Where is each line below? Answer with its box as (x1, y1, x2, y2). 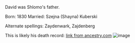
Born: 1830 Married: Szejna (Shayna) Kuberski (5, 14, 98, 19)
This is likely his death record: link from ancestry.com (5, 33, 112, 38)
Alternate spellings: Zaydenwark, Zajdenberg (5, 23, 95, 29)
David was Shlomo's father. (5, 4, 60, 10)
